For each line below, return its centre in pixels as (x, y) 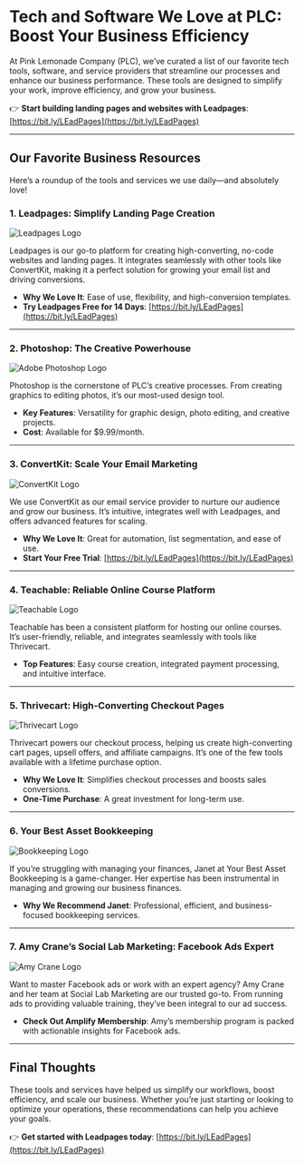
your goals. (30, 1119)
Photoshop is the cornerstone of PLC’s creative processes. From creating (146, 386)
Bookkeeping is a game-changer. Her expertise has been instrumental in (144, 878)
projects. (39, 423)
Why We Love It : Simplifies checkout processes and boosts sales (144, 780)
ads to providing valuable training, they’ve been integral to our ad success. (148, 1003)
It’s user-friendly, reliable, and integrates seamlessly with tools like (133, 636)
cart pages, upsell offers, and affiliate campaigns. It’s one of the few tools (146, 753)
